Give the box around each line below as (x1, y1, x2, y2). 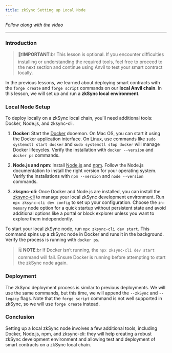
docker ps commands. (12, 152, 60, 158)
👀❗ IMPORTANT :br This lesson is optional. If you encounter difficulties (17, 51, 164, 57)
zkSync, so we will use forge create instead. (5, 301, 100, 307)
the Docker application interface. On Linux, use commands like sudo (12, 136, 156, 142)
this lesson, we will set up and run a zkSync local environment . (5, 90, 140, 97)
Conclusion (5, 313, 35, 321)
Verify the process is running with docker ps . (5, 237, 100, 243)
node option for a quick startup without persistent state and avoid (28, 205, 166, 211)
